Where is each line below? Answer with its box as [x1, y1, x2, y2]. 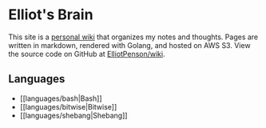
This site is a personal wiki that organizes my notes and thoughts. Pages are [8, 32, 259, 42]
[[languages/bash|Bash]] [19, 94, 102, 103]
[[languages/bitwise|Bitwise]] [19, 102, 117, 111]
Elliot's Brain [8, 6, 93, 24]
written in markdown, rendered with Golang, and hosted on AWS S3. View [8, 40, 251, 50]
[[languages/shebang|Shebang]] [19, 110, 128, 120]
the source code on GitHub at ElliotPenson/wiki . [8, 49, 165, 58]
